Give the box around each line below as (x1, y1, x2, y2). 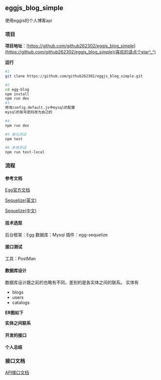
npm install (5, 91, 29, 97)
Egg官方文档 (5, 187, 30, 193)
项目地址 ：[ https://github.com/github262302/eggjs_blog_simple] (5, 43, 136, 49)
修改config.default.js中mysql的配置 (5, 105, 75, 110)
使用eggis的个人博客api (5, 17, 52, 23)
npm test (5, 136, 23, 141)
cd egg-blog (5, 87, 29, 92)
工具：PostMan (5, 255, 36, 261)
